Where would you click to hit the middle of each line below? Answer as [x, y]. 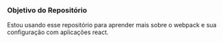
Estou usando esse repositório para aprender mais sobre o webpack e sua [112, 25]
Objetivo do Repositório [47, 10]
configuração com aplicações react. [58, 32]
